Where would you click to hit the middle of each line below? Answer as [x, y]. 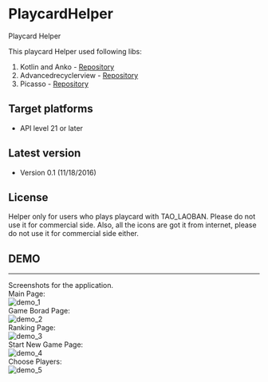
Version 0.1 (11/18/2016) [58, 172]
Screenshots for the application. [61, 286]
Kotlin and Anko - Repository [67, 67]
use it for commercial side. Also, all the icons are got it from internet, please [132, 225]
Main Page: [27, 294]
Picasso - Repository [54, 84]
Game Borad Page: [39, 311]
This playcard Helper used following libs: [75, 51]
